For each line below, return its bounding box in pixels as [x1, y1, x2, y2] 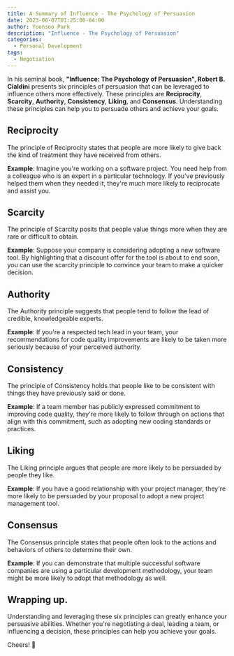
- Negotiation [13, 56, 54, 63]
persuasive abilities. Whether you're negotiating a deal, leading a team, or [7, 620, 219, 628]
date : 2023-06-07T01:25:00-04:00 [7, 17, 105, 24]
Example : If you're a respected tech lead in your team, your [7, 328, 179, 336]
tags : [7, 50, 23, 57]
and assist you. [7, 186, 51, 195]
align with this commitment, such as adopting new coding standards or [7, 417, 211, 426]
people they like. [7, 470, 55, 479]
